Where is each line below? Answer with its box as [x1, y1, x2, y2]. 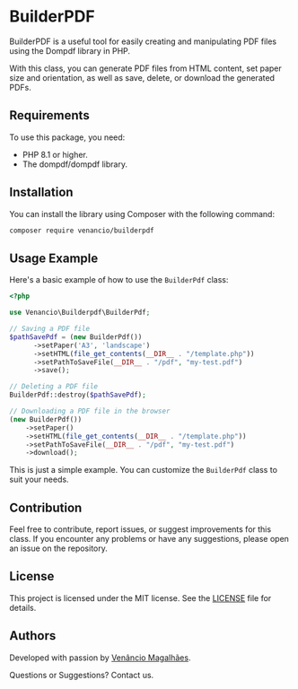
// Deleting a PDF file [9, 382, 99, 391]
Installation [9, 185, 74, 200]
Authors [9, 628, 57, 643]
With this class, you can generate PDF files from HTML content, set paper [9, 63, 283, 74]
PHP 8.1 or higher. [22, 149, 88, 160]
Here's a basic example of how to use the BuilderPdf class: [9, 275, 229, 285]
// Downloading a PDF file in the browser [9, 406, 171, 415]
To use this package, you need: [9, 132, 126, 143]
